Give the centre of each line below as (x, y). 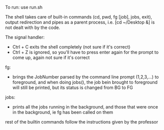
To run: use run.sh (24, 7)
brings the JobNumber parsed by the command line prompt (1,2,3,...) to (85, 77)
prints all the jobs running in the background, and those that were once (85, 107)
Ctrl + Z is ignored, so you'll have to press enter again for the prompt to (85, 52)
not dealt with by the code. (33, 27)
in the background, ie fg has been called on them (63, 112)
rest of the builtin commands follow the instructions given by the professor (82, 122)
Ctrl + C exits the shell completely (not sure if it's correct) (71, 47)
